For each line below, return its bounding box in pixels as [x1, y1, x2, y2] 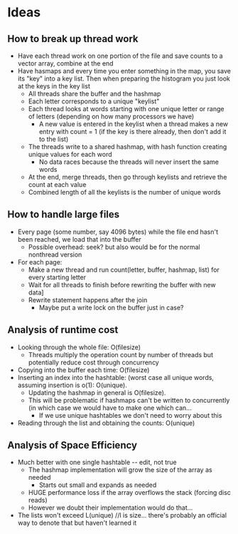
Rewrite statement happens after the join [28, 295, 148, 304]
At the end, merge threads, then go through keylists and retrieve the [28, 173, 227, 181]
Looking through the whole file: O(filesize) [17, 343, 141, 351]
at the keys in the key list [17, 82, 90, 90]
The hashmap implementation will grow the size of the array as [28, 466, 212, 474]
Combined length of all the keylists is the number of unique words [28, 188, 222, 196]
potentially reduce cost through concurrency [28, 358, 160, 366]
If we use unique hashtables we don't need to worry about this [38, 411, 222, 419]
